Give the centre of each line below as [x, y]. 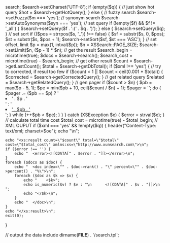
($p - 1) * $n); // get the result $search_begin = [83, 50]
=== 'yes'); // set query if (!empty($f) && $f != [107, 23]
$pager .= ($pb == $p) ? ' [32, 93]
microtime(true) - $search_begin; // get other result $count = [69, 61]
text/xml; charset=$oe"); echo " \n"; [42, 131]
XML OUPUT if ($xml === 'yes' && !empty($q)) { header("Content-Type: [81, 126]
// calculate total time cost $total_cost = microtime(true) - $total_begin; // [82, 120]
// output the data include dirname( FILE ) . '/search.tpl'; [62, 235]
